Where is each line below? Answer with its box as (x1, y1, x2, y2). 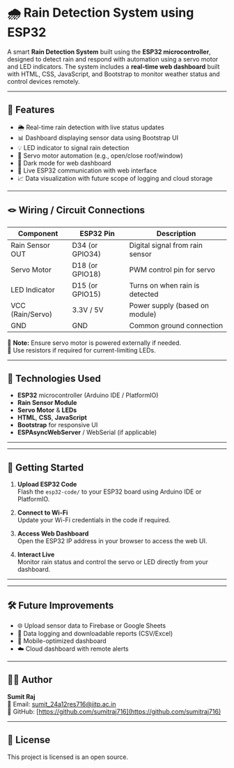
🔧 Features (7, 104, 55, 116)
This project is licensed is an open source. (7, 753, 129, 761)
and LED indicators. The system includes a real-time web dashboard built (7, 62, 220, 71)
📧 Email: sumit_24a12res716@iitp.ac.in (7, 700, 116, 708)
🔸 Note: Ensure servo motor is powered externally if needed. (7, 339, 182, 347)
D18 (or (72, 260, 98, 270)
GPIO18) (72, 269, 101, 279)
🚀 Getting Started (7, 461, 84, 473)
